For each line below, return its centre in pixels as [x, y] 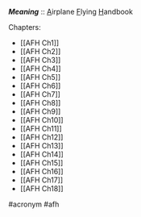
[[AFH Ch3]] [40, 60]
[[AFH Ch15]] [41, 163]
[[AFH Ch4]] [41, 69]
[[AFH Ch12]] [41, 137]
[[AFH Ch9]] [40, 111]
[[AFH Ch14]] [42, 154]
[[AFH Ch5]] [40, 77]
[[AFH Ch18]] [41, 188]
